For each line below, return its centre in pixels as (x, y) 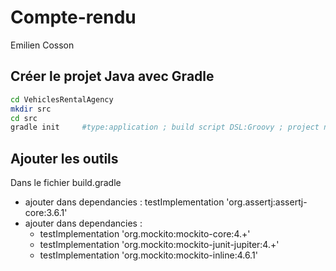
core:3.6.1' (46, 213)
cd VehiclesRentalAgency (62, 99)
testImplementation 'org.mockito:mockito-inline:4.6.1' (148, 255)
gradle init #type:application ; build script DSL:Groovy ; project (165, 127)
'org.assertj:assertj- (267, 202)
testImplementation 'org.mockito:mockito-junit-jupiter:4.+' (159, 245)
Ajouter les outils (64, 158)
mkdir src (31, 109)
